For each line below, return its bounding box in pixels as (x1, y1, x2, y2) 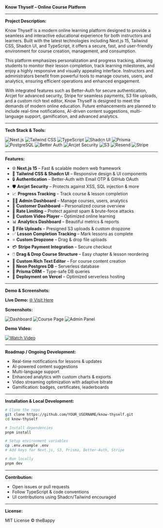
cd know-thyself (5, 416, 38, 422)
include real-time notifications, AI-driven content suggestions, (5, 108, 130, 114)
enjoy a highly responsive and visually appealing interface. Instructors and (5, 68, 154, 73)
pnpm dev (5, 461, 23, 466)
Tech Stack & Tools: (5, 127, 46, 133)
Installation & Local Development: (5, 398, 74, 404)
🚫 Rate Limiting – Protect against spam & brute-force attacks (12, 208, 134, 214)
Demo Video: (5, 325, 32, 331)
